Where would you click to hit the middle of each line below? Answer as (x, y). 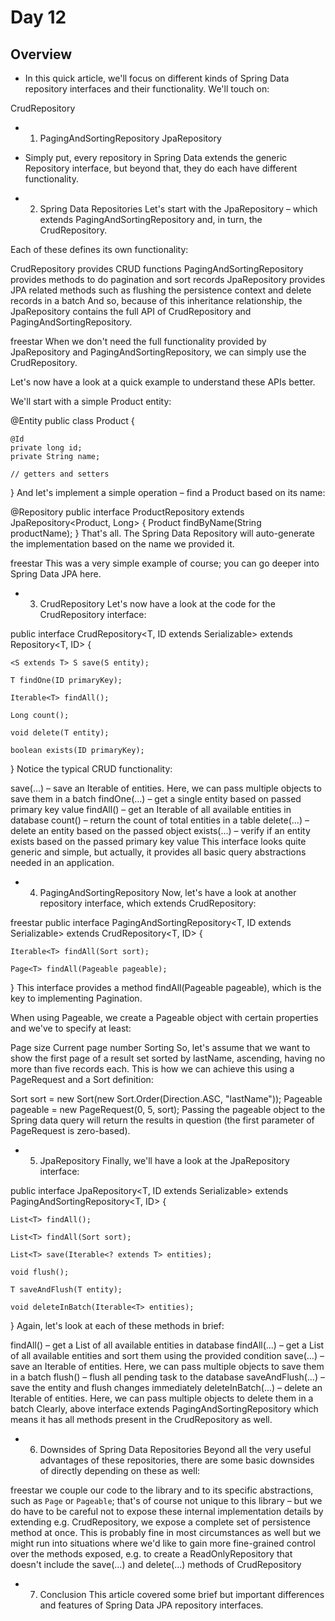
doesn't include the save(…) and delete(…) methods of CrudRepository (156, 1564)
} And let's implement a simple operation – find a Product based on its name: (168, 492)
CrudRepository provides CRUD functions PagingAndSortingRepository (157, 269)
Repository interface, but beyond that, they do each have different (161, 168)
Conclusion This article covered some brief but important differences (182, 1594)
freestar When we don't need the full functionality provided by (138, 341)
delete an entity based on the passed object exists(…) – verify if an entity (160, 830)
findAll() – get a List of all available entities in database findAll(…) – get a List (167, 1345)
